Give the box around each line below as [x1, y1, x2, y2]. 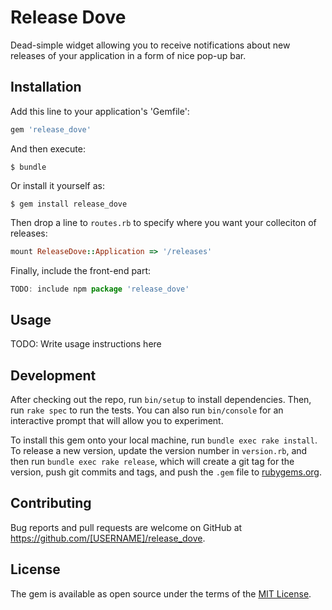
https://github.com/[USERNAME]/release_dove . [10, 532, 206, 544]
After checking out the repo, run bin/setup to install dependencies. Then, [10, 394, 312, 405]
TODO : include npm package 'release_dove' [10, 284, 190, 294]
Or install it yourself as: [10, 179, 105, 191]
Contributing [10, 495, 92, 512]
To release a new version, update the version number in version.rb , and [10, 445, 308, 456]
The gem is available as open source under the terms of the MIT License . [10, 587, 312, 600]
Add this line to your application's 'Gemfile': [10, 105, 190, 117]
